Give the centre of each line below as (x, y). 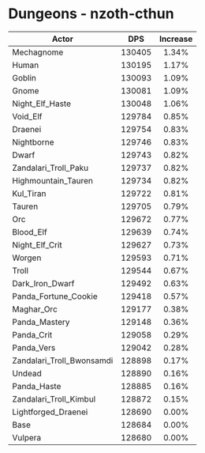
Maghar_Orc (35, 309)
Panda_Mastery (41, 322)
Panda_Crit (32, 334)
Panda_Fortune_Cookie (55, 296)
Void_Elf (27, 116)
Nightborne (33, 142)
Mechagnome (38, 52)
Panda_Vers (34, 347)
